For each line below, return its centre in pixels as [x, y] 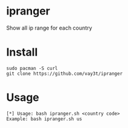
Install [22, 52]
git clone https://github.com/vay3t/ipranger [64, 74]
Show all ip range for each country [49, 28]
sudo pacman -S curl [32, 68]
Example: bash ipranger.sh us [44, 119]
